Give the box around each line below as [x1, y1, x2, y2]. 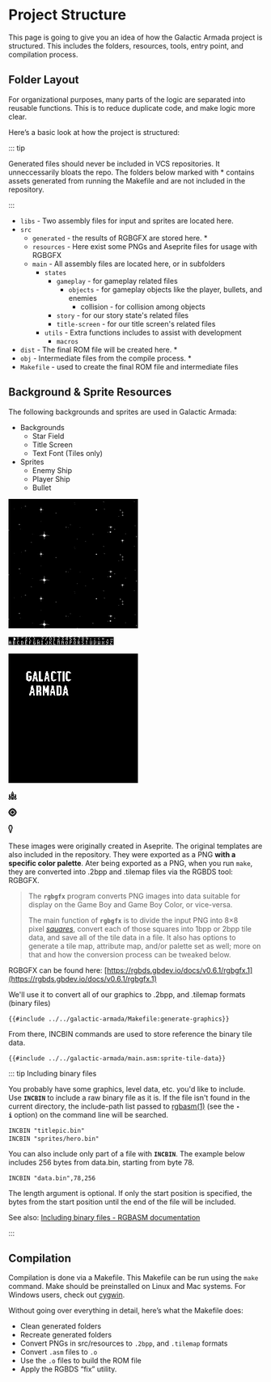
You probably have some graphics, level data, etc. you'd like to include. [8, 1084, 246, 1093]
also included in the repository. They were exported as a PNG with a [8, 849, 236, 859]
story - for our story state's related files [56, 310, 188, 320]
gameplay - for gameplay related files [56, 276, 178, 285]
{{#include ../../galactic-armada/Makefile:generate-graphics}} [8, 1015, 230, 1023]
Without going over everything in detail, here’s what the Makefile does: [8, 1306, 244, 1316]
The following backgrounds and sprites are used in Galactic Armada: [8, 407, 237, 416]
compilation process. [8, 49, 78, 59]
